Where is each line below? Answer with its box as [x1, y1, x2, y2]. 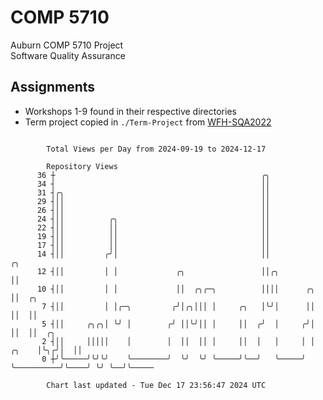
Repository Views [46, 161, 118, 171]
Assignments [10, 79, 96, 96]
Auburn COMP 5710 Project [10, 39, 124, 51]
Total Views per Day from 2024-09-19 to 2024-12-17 [46, 144, 267, 154]
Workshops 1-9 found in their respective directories [24, 105, 237, 117]
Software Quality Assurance [10, 49, 126, 61]
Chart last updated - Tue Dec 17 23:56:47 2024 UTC [46, 380, 267, 390]
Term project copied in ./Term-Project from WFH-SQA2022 [24, 116, 272, 128]
